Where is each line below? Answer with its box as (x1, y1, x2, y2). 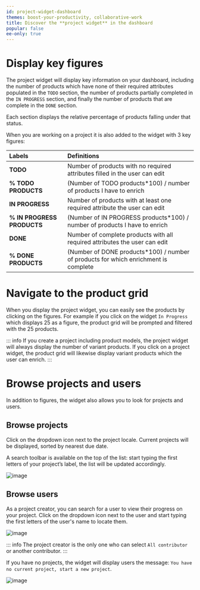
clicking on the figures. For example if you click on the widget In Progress (6, 313, 188, 319)
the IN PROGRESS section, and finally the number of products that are (6, 96, 173, 103)
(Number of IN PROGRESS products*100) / (67, 213, 189, 222)
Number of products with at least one (67, 196, 171, 205)
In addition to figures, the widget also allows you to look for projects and (6, 397, 183, 404)
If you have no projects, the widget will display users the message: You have (6, 559, 192, 566)
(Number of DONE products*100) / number (67, 248, 190, 256)
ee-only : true (6, 31, 42, 37)
